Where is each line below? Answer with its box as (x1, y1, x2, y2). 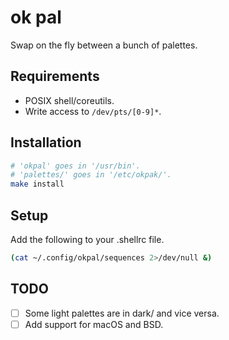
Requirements (10, 68, 100, 85)
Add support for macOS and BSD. (24, 318, 164, 330)
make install (10, 179, 65, 190)
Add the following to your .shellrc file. (10, 234, 165, 245)
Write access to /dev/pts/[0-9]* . (24, 105, 162, 117)
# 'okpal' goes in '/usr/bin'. (10, 161, 141, 171)
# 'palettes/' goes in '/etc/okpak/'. (10, 170, 172, 180)
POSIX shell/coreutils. (24, 94, 115, 106)
